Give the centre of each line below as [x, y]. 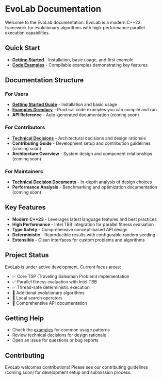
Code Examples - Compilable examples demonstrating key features [80, 65]
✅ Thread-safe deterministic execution [51, 287]
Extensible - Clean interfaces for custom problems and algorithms [78, 240]
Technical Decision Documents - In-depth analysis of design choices [82, 182]
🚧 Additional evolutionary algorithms [48, 293]
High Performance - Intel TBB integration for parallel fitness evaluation [83, 224]
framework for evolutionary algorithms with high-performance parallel [75, 27]
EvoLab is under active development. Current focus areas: [63, 267]
